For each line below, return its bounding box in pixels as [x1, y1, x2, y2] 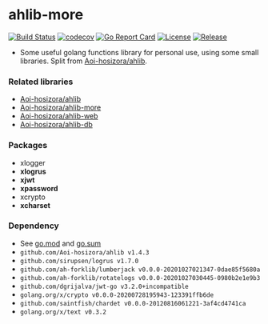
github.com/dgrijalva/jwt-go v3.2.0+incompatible [19, 282, 190, 290]
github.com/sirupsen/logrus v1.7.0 [19, 257, 139, 265]
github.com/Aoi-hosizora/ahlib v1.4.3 [19, 248, 150, 257]
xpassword [19, 183, 58, 193]
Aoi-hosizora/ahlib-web [19, 111, 98, 121]
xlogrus [19, 166, 46, 176]
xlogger [19, 158, 46, 167]
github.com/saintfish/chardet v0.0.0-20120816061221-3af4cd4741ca [19, 299, 246, 307]
